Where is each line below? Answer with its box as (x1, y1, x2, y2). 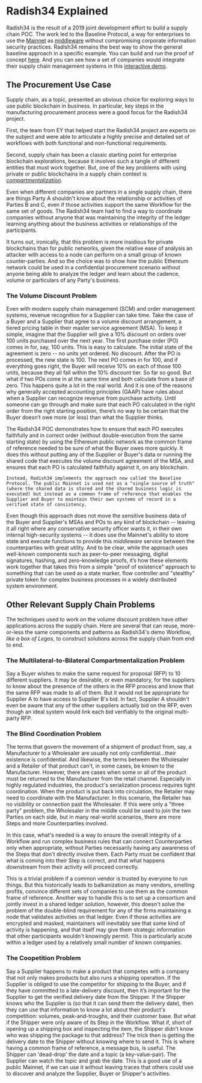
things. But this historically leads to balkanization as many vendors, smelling (6, 882, 195, 889)
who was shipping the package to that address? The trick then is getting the (6, 1031, 195, 1039)
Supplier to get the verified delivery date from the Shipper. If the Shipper (6, 993, 186, 1000)
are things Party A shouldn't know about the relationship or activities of (6, 194, 182, 202)
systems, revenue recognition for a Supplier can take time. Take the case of (6, 311, 194, 319)
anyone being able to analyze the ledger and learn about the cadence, (6, 270, 180, 277)
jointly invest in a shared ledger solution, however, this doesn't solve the (6, 900, 185, 908)
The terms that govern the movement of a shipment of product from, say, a (6, 743, 192, 751)
